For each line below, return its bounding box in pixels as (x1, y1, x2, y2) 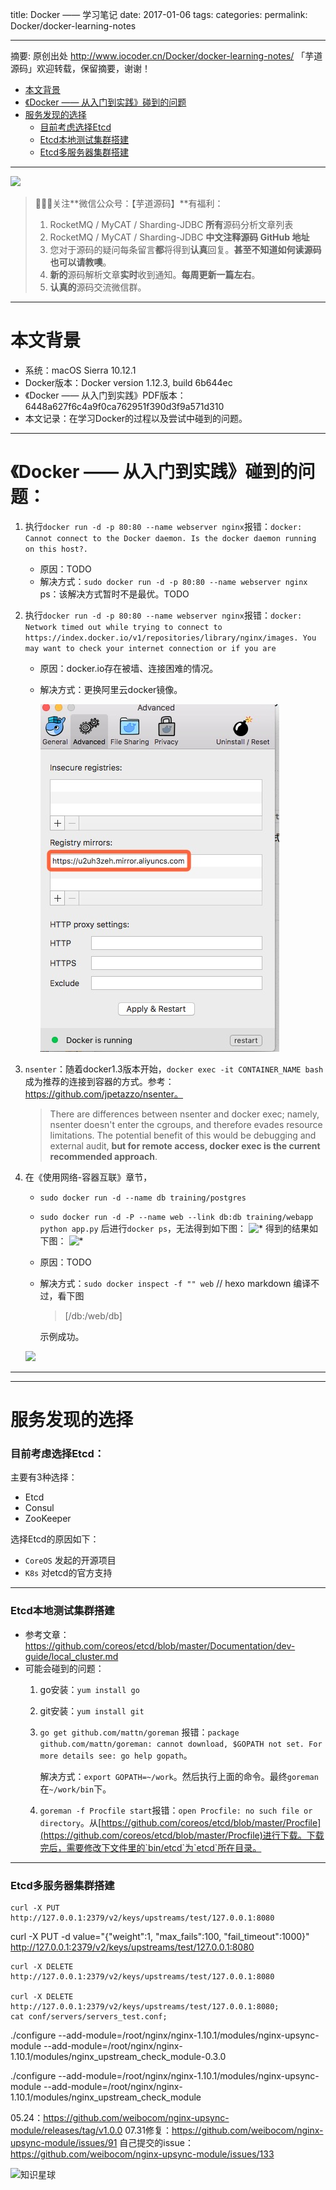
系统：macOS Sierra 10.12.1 (24, 364, 137, 376)
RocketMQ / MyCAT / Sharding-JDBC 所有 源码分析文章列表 (49, 219, 294, 230)
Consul (24, 1502, 55, 1514)
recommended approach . (49, 1150, 158, 1162)
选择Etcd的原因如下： (10, 1533, 100, 1545)
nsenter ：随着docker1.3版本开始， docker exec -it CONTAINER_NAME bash (24, 1063, 324, 1075)
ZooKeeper (24, 1513, 72, 1525)
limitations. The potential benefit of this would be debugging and (49, 1129, 317, 1141)
